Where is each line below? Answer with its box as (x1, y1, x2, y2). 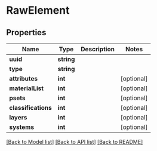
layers (9, 113, 27, 121)
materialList (9, 84, 44, 93)
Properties (6, 27, 47, 38)
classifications (9, 104, 52, 112)
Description (80, 45, 115, 53)
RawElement (6, 4, 70, 17)
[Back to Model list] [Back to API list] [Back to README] (6, 138, 143, 145)
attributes (9, 75, 38, 82)
